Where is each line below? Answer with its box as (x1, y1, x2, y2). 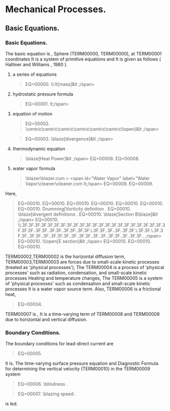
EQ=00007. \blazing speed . (17, 391, 77, 397)
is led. (5, 401, 18, 407)
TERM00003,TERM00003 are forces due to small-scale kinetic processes (5, 258, 160, 265)
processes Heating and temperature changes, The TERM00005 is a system (5, 275, 163, 281)
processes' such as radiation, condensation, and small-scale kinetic (5, 270, 147, 276)
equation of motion (12, 110, 53, 116)
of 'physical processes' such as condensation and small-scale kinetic (5, 280, 151, 286)
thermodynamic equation (12, 145, 65, 152)
